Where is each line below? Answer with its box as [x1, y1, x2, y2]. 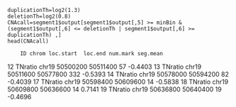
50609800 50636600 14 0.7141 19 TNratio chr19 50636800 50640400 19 [7, 85, 222, 94]
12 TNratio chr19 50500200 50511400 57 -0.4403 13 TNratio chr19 [7, 62, 202, 71]
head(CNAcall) [7, 38, 50, 45]
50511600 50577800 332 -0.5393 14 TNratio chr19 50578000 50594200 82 [7, 70, 229, 78]
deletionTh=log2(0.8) [7, 13, 72, 20]
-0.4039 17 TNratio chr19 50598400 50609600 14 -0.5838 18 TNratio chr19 [7, 78, 229, 86]
